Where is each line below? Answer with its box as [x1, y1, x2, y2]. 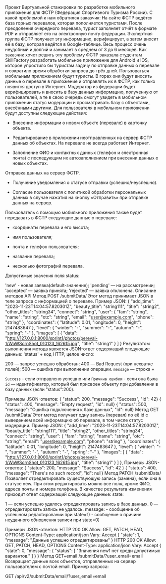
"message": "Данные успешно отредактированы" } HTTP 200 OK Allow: [5, 537, 157, 543]
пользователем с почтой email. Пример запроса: [5, 564, 109, 570]
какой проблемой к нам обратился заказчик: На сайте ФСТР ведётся [5, 15, 153, 20]
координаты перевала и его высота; [12, 224, 89, 230]
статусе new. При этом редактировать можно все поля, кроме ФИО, [5, 481, 151, 486]
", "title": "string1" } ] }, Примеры [77, 459, 145, 465]
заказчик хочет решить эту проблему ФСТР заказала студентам [5, 52, 142, 58]
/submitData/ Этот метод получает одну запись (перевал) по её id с [5, 412, 149, 418]
